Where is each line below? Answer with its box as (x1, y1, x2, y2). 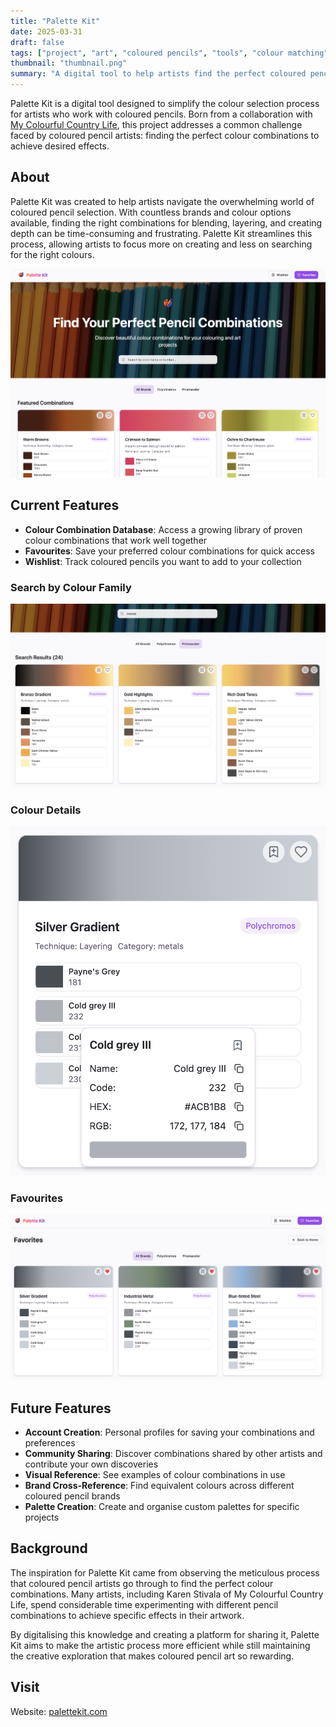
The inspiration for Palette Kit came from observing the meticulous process (10, 1566, 320, 1579)
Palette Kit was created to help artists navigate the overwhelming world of (10, 195, 315, 207)
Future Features (10, 1400, 112, 1417)
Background (10, 1540, 88, 1557)
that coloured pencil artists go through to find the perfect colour (10, 1577, 274, 1589)
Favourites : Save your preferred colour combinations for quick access (24, 545, 315, 557)
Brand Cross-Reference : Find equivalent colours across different (24, 1479, 295, 1491)
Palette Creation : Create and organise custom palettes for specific (24, 1500, 300, 1512)
